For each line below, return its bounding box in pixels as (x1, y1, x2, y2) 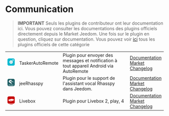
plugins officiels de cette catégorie (17, 41, 90, 47)
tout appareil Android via (62, 63, 114, 69)
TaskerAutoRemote (19, 60, 59, 66)
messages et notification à (62, 57, 117, 63)
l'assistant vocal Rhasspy (62, 80, 115, 86)
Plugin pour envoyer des (62, 52, 113, 58)
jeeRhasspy (19, 80, 44, 86)
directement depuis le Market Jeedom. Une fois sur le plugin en (17, 31, 150, 37)
